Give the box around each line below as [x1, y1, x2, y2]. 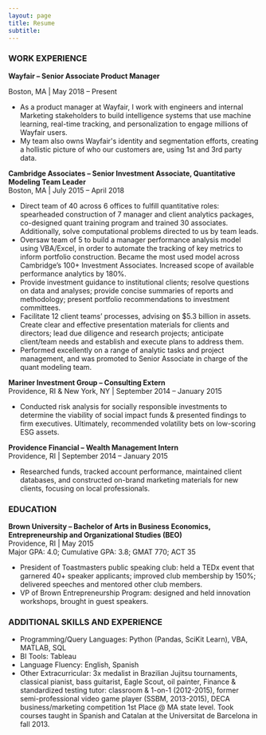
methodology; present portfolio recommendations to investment [19, 294, 230, 304]
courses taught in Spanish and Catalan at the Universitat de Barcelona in [19, 711, 258, 721]
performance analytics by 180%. [19, 268, 127, 278]
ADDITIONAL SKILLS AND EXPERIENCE [8, 616, 163, 627]
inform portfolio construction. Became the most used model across [19, 252, 241, 261]
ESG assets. [19, 427, 60, 436]
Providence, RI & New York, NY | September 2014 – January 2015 [8, 386, 222, 395]
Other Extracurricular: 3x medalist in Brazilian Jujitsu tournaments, [19, 669, 238, 678]
